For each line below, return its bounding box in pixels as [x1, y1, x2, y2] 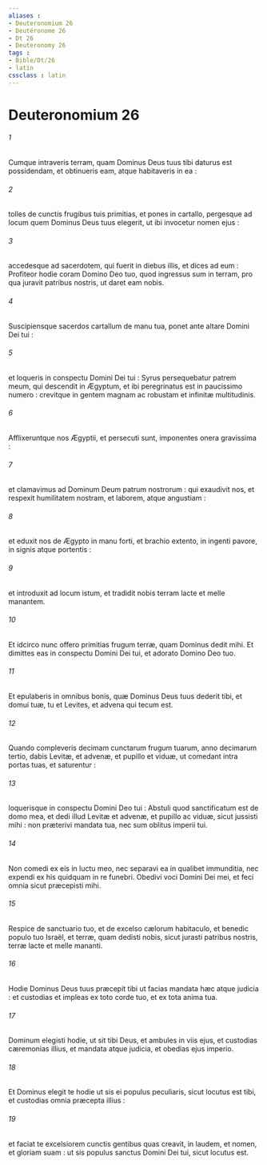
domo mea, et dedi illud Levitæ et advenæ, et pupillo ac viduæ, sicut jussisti [8, 812, 258, 821]
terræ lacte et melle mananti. [8, 941, 103, 950]
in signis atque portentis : [8, 545, 92, 554]
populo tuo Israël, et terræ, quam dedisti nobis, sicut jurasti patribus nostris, [8, 932, 258, 941]
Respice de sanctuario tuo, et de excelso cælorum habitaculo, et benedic [8, 923, 249, 933]
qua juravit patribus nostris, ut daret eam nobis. [8, 278, 165, 288]
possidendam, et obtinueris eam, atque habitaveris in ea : [8, 166, 197, 176]
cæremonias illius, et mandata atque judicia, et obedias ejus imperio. [8, 1044, 234, 1054]
